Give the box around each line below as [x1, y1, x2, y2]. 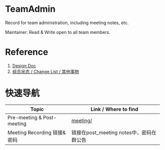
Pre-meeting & [7, 114, 42, 121]
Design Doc [12, 62, 36, 68]
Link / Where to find [90, 106, 138, 113]
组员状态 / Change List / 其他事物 [12, 68, 80, 74]
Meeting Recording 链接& [7, 129, 66, 136]
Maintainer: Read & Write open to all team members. [5, 29, 110, 35]
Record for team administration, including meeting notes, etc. [5, 20, 129, 26]
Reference [5, 47, 48, 58]
